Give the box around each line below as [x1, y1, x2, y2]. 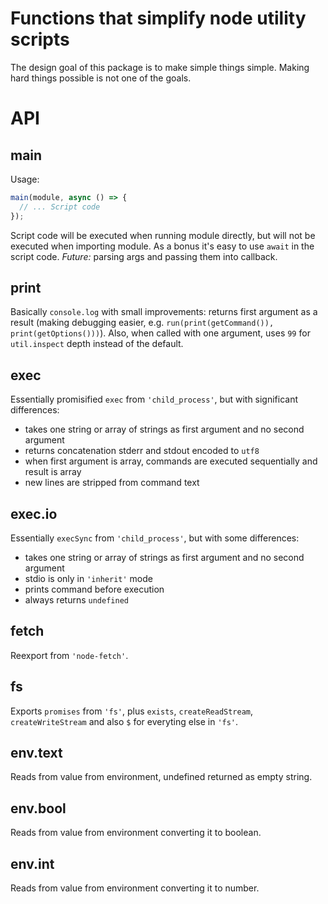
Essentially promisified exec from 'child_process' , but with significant [10, 393, 299, 406]
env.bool [10, 800, 67, 817]
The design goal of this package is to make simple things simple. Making [10, 61, 310, 73]
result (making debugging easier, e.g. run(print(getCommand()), [10, 317, 275, 329]
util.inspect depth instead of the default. [10, 338, 184, 350]
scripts [10, 28, 70, 51]
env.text [10, 745, 63, 762]
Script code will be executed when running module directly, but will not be [10, 229, 316, 241]
